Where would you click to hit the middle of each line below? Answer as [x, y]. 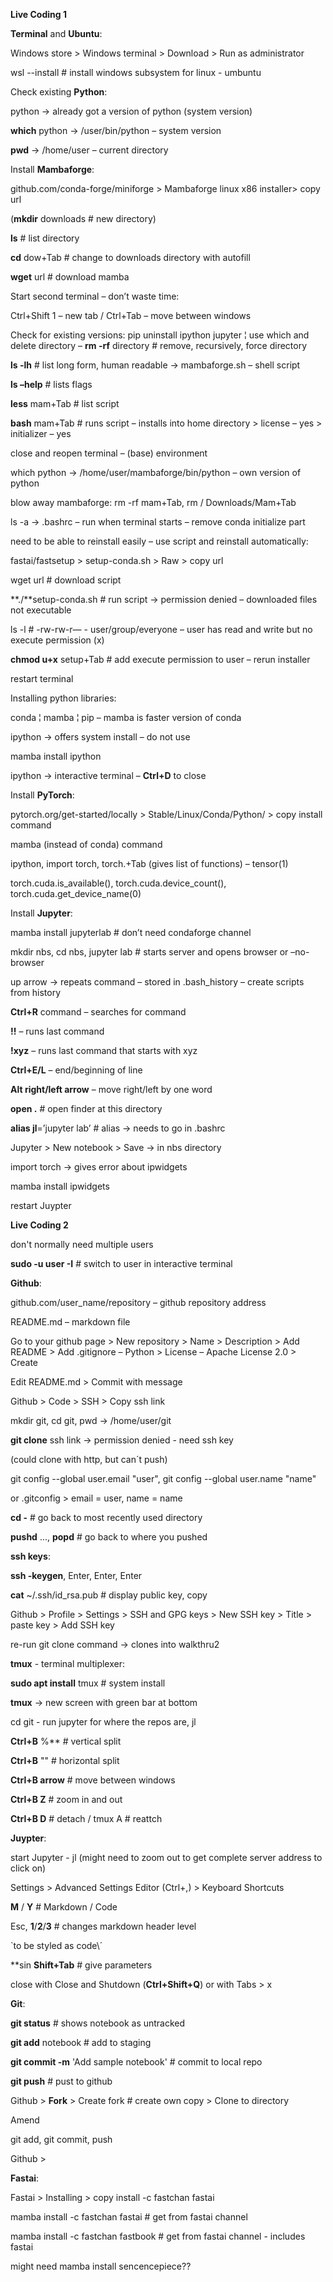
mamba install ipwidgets [60, 1186]
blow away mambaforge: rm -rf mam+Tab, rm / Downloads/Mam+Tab [153, 502]
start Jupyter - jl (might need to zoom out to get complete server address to [166, 1857]
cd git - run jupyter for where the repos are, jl [103, 1722]
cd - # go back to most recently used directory [106, 1517]
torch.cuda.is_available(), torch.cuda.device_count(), [118, 883]
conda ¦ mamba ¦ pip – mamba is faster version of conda [126, 717]
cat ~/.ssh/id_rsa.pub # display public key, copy [109, 1595]
